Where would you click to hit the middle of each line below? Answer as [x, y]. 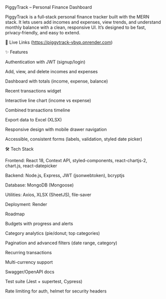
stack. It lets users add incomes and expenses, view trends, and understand [83, 22]
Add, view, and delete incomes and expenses [51, 71]
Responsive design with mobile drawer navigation [56, 129]
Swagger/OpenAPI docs [30, 272]
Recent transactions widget [33, 91]
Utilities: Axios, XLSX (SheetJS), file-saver [48, 195]
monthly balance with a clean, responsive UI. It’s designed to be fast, [76, 27]
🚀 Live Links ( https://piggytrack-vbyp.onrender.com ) [59, 42]
